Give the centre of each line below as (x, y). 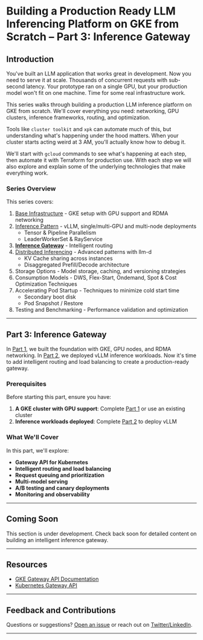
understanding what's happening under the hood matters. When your (93, 135)
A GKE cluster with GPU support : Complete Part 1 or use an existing (100, 409)
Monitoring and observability (52, 494)
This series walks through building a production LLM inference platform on (99, 105)
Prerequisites (26, 384)
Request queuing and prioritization (60, 475)
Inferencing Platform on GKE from (93, 24)
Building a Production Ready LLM (91, 11)
